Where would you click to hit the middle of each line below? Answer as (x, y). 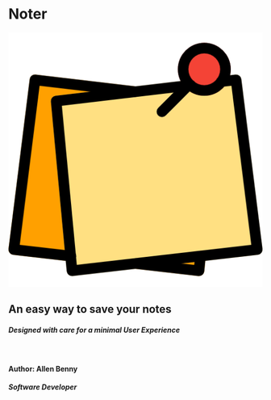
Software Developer (43, 387)
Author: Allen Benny (43, 368)
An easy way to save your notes (90, 309)
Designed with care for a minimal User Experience (94, 330)
